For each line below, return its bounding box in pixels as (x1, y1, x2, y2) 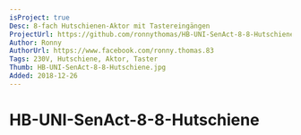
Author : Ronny (9, 38, 63, 47)
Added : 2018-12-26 (9, 72, 78, 80)
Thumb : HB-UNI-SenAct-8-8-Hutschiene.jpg (9, 63, 167, 72)
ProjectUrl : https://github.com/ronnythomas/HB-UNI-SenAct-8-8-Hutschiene (9, 30, 295, 38)
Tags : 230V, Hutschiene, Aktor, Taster (9, 55, 159, 63)
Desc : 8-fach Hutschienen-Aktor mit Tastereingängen (9, 21, 211, 30)
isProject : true (9, 13, 70, 22)
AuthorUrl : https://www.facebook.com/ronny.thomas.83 (9, 46, 215, 55)
